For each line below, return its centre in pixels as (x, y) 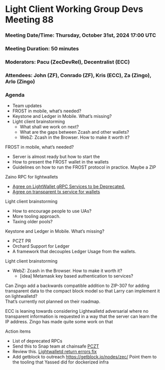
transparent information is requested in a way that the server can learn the (81, 316)
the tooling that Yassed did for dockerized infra (60, 362)
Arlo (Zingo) (20, 82)
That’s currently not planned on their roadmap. (53, 301)
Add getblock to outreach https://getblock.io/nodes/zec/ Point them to (84, 357)
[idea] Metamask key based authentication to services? (76, 276)
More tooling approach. (36, 216)
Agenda (15, 94)
